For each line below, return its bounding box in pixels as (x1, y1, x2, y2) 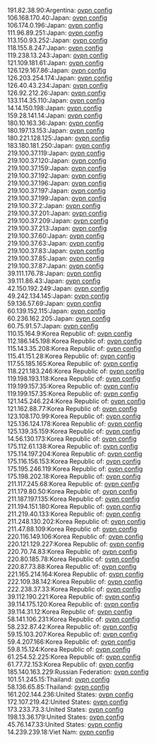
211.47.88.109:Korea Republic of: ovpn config (7, 525, 138, 533)
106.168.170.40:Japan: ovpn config (7, 13, 108, 22)
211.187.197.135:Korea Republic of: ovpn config (7, 495, 140, 503)
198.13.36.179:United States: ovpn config (7, 713, 125, 721)
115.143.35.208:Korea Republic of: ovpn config (7, 345, 142, 352)
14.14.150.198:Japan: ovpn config (7, 104, 102, 112)
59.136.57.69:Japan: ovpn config (7, 299, 102, 307)
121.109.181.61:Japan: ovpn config (7, 59, 104, 67)
